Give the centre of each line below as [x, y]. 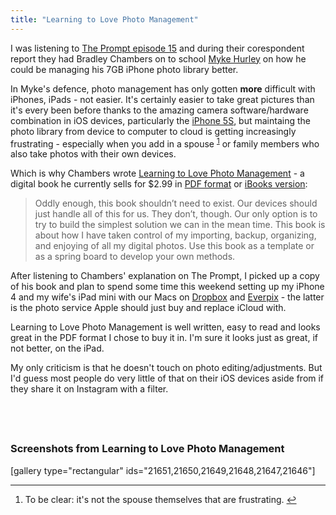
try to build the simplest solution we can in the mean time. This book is [180, 225]
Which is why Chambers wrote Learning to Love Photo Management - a [157, 173]
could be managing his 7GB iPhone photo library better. [124, 69]
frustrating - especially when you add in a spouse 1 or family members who [165, 143]
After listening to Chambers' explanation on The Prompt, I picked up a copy [165, 276]
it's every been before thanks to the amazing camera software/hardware [159, 110]
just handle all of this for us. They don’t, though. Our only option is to [176, 214]
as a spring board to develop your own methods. [135, 257]
